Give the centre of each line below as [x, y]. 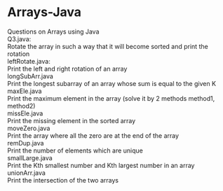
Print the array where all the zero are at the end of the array [93, 135]
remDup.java [26, 143]
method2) [21, 106]
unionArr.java [26, 173]
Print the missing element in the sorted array [72, 120]
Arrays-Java [45, 12]
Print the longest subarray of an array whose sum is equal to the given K [111, 83]
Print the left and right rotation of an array [67, 69]
